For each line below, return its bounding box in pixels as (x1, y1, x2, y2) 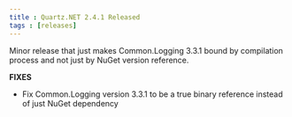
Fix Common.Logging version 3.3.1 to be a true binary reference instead (21, 89, 283, 99)
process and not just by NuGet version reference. (9, 55, 189, 65)
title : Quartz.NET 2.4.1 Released (9, 12, 141, 22)
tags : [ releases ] (9, 21, 77, 30)
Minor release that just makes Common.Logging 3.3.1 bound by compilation (9, 45, 283, 55)
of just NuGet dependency (21, 98, 119, 108)
